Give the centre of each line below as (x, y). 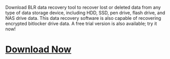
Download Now (38, 50)
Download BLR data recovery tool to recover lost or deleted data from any (83, 7)
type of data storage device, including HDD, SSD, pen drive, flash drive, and (85, 13)
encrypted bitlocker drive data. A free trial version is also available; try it (81, 23)
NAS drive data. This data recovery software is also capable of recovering (83, 18)
